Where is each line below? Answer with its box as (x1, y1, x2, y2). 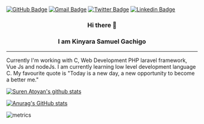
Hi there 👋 (87, 21, 117, 29)
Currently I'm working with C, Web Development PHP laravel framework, (6, 57, 188, 64)
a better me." (6, 76, 39, 83)
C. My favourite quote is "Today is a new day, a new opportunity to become (6, 70, 195, 77)
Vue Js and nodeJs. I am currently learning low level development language (6, 63, 196, 71)
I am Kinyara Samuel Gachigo (58, 37, 146, 46)
